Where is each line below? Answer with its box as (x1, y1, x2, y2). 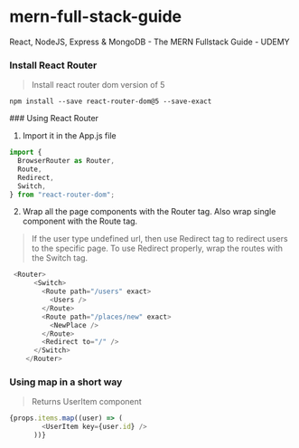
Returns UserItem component (31, 396, 142, 407)
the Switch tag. (31, 253, 89, 263)
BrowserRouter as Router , (17, 157, 116, 166)
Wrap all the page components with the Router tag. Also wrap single (22, 206, 276, 217)
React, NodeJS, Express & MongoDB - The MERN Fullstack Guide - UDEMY (9, 36, 291, 47)
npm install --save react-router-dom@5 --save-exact (9, 97, 212, 106)
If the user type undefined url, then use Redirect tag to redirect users (31, 234, 288, 244)
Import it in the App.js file (22, 130, 117, 141)
